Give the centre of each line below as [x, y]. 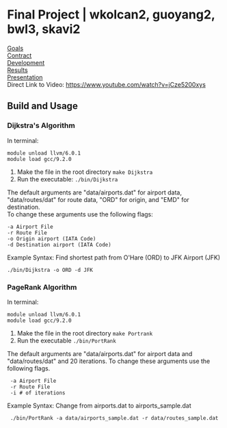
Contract [19, 55]
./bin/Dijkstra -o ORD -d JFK [50, 270]
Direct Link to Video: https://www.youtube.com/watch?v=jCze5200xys [107, 84]
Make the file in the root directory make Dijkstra [85, 172]
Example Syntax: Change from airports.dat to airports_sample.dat [99, 405]
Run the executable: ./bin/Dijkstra [67, 179]
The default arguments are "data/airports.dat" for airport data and [100, 353]
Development [26, 62]
